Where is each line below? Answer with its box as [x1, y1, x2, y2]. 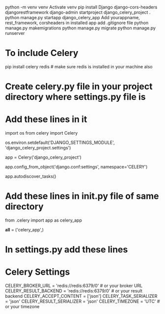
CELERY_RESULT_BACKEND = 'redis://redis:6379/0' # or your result [5, 288, 142, 294]
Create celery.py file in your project [5, 81, 153, 92]
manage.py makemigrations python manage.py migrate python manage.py [5, 25, 156, 31]
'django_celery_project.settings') [5, 145, 71, 151]
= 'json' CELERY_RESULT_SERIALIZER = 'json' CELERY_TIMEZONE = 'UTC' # [5, 298, 160, 304]
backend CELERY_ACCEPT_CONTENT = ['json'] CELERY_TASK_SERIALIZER [5, 293, 158, 299]
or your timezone [5, 304, 40, 310]
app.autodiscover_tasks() [5, 173, 56, 179]
